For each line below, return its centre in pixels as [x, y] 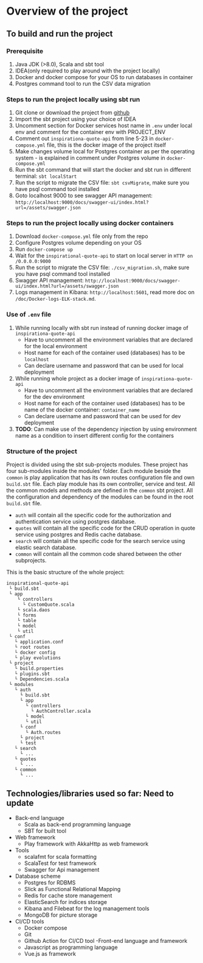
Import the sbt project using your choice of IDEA [76, 119]
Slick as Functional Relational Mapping [72, 889]
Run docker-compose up [44, 249]
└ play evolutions [38, 658]
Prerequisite [25, 51]
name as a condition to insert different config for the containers [95, 435]
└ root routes [32, 647]
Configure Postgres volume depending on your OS [78, 243]
